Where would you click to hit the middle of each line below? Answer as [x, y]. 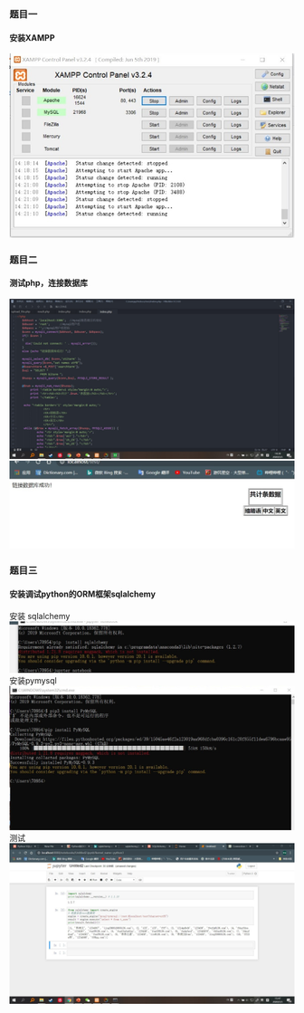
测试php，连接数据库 [49, 283]
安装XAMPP [32, 37]
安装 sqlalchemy [40, 616]
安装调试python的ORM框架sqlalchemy [83, 594]
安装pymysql [33, 680]
